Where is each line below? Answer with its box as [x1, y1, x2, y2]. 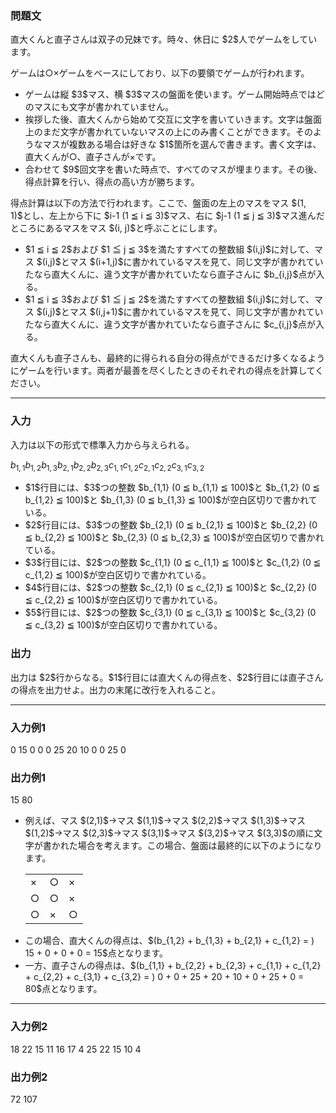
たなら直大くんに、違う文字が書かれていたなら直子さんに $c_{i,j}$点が [24, 318, 316, 331]
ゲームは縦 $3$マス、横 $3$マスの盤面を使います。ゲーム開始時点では [24, 88, 317, 101]
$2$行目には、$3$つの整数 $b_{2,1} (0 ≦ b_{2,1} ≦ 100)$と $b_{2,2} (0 [24, 519, 318, 531]
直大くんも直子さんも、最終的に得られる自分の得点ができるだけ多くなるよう [10, 352, 326, 364]
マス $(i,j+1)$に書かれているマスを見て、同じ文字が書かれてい [69, 306, 324, 318]
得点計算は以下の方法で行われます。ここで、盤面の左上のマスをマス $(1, [10, 197, 307, 209]
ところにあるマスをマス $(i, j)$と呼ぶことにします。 [10, 222, 223, 234]
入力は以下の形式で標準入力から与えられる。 [10, 438, 195, 451]
